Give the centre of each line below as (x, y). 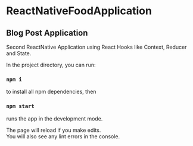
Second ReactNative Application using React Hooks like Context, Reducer (96, 47)
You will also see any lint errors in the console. (63, 136)
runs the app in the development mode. (55, 118)
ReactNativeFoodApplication (79, 11)
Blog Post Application (47, 33)
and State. (19, 53)
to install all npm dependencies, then (51, 92)
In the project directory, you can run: (51, 65)
